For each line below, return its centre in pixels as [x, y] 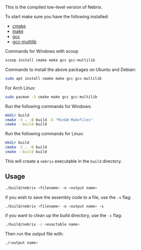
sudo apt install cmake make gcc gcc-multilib [53, 78]
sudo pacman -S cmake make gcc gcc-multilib [51, 97]
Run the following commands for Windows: [48, 106]
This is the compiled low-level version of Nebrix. [54, 7]
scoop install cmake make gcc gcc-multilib [50, 60]
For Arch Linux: [20, 88]
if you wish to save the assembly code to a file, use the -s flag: [68, 197]
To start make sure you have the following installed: [57, 16]
